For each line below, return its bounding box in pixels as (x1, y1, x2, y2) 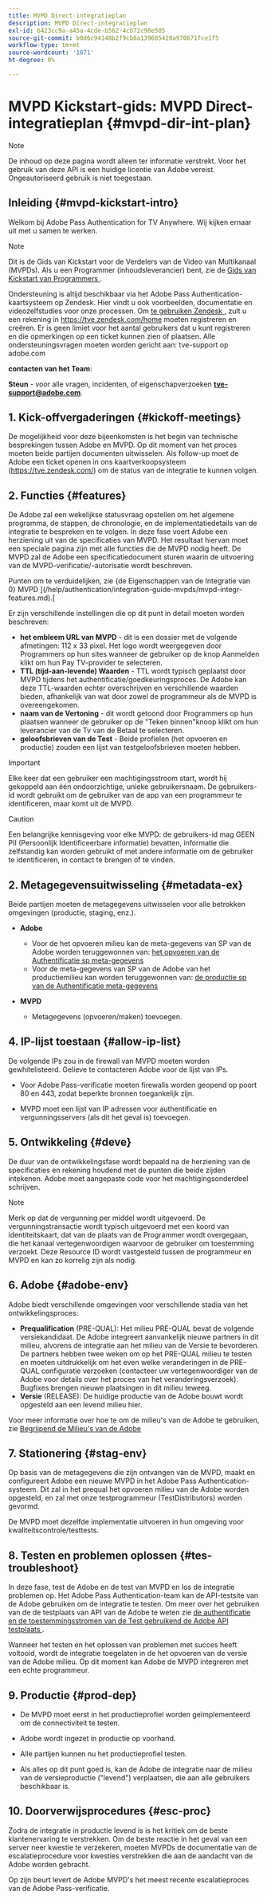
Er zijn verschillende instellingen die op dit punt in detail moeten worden (8, 609, 245, 618)
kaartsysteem (8, 297, 53, 307)
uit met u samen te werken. (8, 226, 98, 235)
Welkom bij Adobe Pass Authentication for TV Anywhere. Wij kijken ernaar (8, 217, 252, 227)
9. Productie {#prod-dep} (8, 1689, 137, 1702)
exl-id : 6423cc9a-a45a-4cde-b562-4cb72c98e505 (8, 26, 166, 34)
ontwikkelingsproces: (8, 1308, 79, 1317)
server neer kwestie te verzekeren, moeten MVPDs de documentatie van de (8, 1842, 257, 1852)
